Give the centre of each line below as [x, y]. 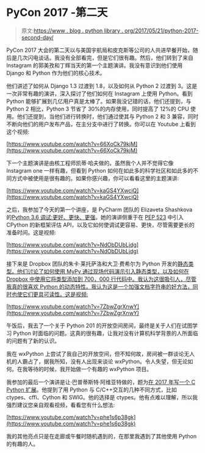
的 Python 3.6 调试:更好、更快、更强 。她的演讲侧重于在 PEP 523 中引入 [95, 217]
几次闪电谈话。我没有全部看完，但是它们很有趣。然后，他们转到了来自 [105, 57]
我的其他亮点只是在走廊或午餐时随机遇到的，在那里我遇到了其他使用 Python [102, 436]
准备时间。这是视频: [31, 232]
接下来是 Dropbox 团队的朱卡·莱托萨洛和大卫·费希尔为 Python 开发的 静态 [97, 264]
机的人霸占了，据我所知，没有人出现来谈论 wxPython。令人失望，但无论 [97, 361]
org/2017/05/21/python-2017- [162, 31]
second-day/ [37, 37]
